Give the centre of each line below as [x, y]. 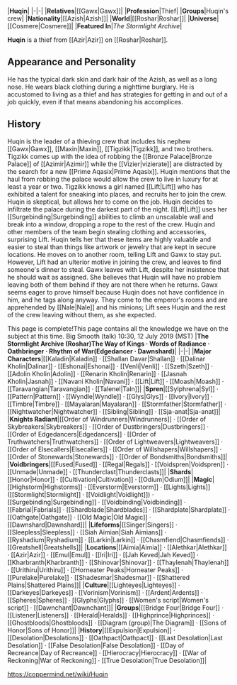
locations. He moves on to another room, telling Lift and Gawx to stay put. [114, 254]
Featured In [94, 26]
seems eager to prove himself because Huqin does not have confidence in [116, 292]
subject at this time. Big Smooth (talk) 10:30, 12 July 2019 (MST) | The [108, 336]
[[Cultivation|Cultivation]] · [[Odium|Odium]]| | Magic [136, 479]
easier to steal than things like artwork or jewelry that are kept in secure [112, 247]
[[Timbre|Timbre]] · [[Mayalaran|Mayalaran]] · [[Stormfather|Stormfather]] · [117, 404]
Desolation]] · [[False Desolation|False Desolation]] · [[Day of [96, 645]
